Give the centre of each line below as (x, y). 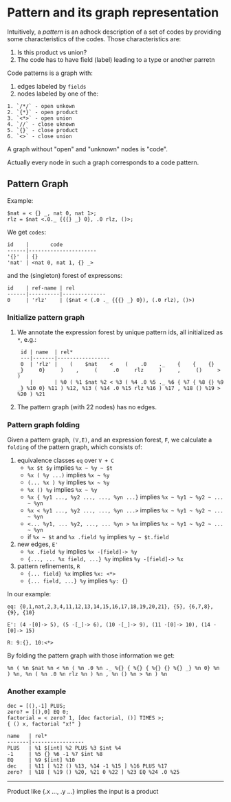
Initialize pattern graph (46, 317)
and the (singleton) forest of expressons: (65, 275)
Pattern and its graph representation (113, 13)
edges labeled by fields (52, 86)
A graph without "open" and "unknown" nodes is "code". (88, 149)
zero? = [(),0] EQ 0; (38, 712)
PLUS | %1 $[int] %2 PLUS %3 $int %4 (64, 748)
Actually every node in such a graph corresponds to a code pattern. (103, 162)
